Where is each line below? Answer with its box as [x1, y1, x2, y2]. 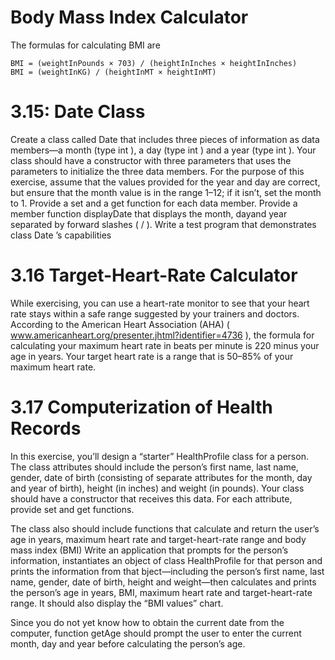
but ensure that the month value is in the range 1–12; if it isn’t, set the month [10, 186, 322, 198]
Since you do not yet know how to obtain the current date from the [10, 616, 285, 628]
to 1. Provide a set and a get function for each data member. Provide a [10, 197, 298, 209]
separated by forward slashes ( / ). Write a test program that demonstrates [10, 218, 317, 230]
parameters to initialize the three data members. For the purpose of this [10, 165, 305, 177]
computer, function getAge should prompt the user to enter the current [10, 627, 302, 639]
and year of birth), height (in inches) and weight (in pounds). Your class [10, 482, 305, 494]
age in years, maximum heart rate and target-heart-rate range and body [10, 533, 307, 545]
